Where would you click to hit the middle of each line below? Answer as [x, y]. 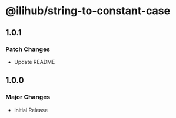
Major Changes [28, 97]
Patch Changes [28, 49]
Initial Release [31, 110]
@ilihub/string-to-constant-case [88, 11]
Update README [34, 62]
